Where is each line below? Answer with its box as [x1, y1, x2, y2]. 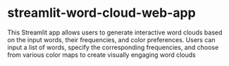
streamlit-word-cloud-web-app [7, 5, 196, 21]
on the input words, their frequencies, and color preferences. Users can [7, 35, 216, 44]
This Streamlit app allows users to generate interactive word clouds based [7, 28, 223, 37]
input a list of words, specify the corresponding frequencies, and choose [7, 43, 219, 51]
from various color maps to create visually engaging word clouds [7, 51, 196, 59]
